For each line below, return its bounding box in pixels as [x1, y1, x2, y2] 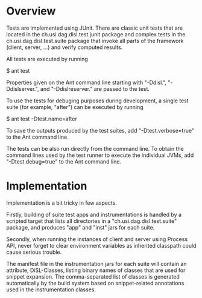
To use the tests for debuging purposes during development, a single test [6, 97, 189, 104]
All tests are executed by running [6, 55, 89, 62]
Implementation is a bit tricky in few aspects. [6, 199, 118, 207]
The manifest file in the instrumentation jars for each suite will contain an [6, 260, 187, 267]
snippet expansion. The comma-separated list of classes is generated [6, 273, 180, 280]
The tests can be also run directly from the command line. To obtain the [6, 145, 184, 152]
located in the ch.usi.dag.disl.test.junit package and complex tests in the [6, 30, 186, 38]
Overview [6, 4, 56, 18]
